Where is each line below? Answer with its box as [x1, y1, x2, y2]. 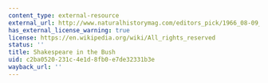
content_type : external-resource [8, 11, 120, 20]
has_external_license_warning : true [8, 26, 130, 34]
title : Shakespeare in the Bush [8, 48, 116, 56]
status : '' [8, 41, 45, 49]
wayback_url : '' [8, 63, 62, 71]
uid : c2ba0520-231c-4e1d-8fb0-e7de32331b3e [8, 56, 156, 64]
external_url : [8, 19, 56, 27]
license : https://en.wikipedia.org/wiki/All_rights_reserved [8, 33, 216, 42]
